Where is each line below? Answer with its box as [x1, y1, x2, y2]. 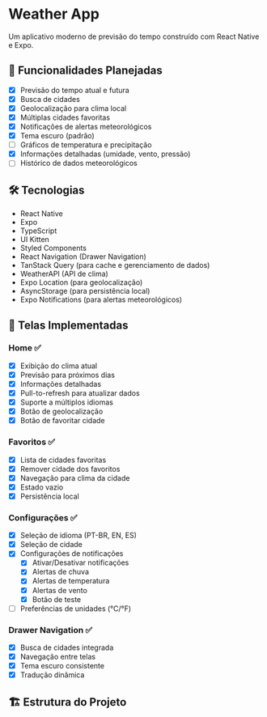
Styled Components [19, 244, 87, 253]
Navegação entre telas [19, 652, 95, 662]
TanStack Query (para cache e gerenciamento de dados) [19, 261, 210, 270]
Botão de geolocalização [19, 406, 104, 417]
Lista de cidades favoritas [19, 455, 107, 465]
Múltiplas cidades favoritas [19, 112, 111, 122]
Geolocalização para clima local [19, 103, 127, 113]
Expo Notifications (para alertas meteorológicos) [19, 295, 183, 304]
